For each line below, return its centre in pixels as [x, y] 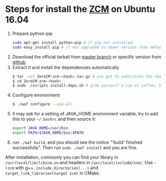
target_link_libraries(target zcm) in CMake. [53, 173]
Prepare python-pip [32, 33]
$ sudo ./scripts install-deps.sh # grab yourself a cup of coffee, [84, 86]
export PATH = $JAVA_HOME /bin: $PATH [48, 133]
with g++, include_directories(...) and [56, 168]
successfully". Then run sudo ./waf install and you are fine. [75, 147]
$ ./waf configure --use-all [42, 104]
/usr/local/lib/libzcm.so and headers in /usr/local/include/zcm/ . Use [79, 162]
